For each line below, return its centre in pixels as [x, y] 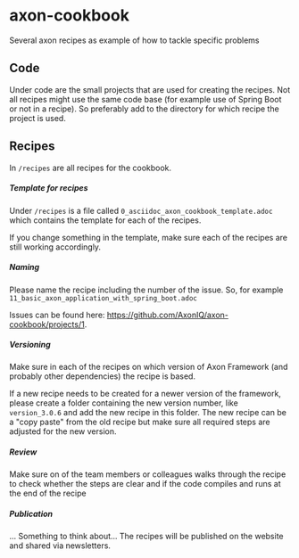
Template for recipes [49, 188]
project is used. [38, 118]
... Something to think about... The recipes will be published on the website [146, 537]
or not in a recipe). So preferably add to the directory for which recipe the [144, 109]
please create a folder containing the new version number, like [124, 403]
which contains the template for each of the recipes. [105, 220]
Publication [31, 514]
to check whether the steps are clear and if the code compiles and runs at [145, 484]
